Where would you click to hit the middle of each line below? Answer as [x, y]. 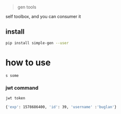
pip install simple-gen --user [37, 43]
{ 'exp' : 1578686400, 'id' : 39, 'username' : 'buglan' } [61, 107]
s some [12, 76]
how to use [28, 62]
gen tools [27, 7]
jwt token [16, 98]
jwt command [22, 88]
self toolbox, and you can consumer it [43, 16]
